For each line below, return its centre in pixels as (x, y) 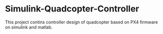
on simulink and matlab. (29, 27)
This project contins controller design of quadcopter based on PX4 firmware (81, 22)
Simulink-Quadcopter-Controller (72, 9)
